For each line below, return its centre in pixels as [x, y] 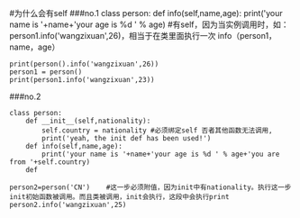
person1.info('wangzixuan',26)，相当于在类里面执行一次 [113, 36]
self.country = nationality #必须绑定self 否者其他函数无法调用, [157, 131]
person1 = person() [46, 72]
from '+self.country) [50, 162]
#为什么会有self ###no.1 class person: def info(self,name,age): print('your [146, 13]
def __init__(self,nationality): [88, 121]
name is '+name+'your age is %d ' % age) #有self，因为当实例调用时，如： [149, 24]
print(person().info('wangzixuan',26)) [84, 64]
